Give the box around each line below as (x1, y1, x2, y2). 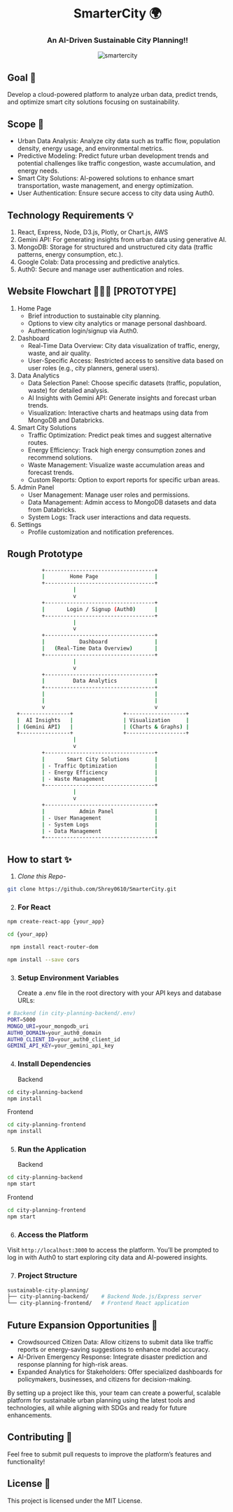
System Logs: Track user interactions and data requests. (27, 513, 191, 521)
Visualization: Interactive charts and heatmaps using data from (27, 408, 209, 417)
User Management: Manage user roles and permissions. (27, 490, 190, 499)
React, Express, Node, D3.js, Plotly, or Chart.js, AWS (17, 227, 169, 236)
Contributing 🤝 (7, 1431, 73, 1443)
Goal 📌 (7, 72, 36, 83)
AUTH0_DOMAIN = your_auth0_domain (7, 1029, 101, 1036)
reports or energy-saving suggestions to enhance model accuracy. (17, 1345, 210, 1353)
